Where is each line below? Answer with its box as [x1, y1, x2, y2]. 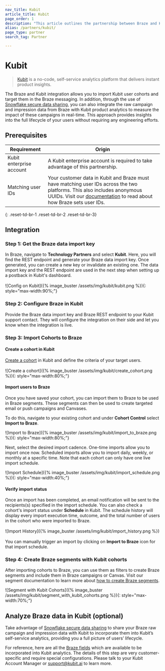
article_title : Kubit [5, 12, 50, 17]
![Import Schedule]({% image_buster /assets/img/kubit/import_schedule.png [5, 469, 160, 475]
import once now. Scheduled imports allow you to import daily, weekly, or [5, 450, 154, 456]
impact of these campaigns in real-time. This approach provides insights [5, 111, 152, 118]
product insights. [17, 81, 52, 87]
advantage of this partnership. [48, 163, 118, 170]
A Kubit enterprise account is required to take [48, 157, 153, 164]
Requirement [9, 146, 41, 153]
